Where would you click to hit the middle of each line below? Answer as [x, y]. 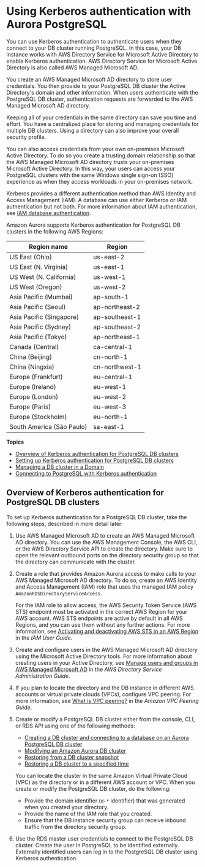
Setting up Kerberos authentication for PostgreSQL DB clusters [95, 460]
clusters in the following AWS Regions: [55, 231]
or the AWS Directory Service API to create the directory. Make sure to [104, 549]
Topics [15, 442]
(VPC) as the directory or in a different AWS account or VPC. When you [105, 782]
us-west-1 [110, 277]
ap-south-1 [111, 297]
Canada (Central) [34, 347]
